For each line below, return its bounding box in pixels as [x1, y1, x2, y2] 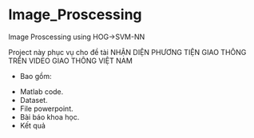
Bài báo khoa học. [19, 112, 80, 121]
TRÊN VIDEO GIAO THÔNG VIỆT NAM [8, 56, 133, 65]
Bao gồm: [19, 71, 52, 81]
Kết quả [19, 120, 46, 130]
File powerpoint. [19, 104, 73, 113]
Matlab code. [19, 86, 64, 97]
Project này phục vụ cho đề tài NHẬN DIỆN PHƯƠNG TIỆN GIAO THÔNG [8, 47, 247, 57]
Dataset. [19, 95, 48, 104]
